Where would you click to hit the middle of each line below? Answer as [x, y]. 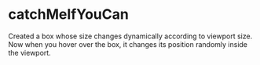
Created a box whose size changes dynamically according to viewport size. [130, 36]
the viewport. [29, 52]
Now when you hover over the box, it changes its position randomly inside [128, 44]
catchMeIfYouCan [69, 14]
